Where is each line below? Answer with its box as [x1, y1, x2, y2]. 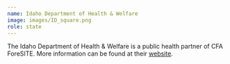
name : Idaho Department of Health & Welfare [7, 10, 138, 17]
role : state [7, 23, 42, 30]
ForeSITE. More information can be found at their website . [7, 49, 174, 58]
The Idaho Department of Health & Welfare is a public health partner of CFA [7, 42, 224, 51]
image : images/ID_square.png [7, 17, 92, 24]
